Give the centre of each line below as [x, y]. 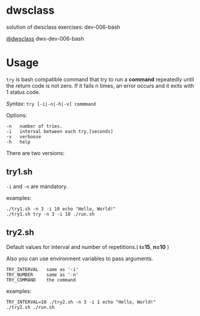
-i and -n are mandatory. [37, 186]
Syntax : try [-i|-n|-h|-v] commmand [51, 104]
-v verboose [24, 136]
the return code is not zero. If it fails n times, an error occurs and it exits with [100, 86]
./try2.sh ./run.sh [30, 307]
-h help [19, 142]
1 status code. [23, 92]
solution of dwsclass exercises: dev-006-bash [63, 27]
